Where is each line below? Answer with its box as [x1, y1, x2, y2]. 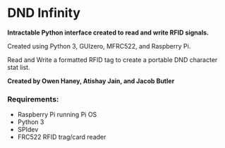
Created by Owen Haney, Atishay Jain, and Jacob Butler [7, 76, 175, 85]
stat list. [7, 63, 30, 71]
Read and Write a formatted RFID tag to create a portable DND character [7, 55, 218, 64]
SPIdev [17, 125, 39, 134]
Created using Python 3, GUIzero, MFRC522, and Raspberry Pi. [7, 42, 191, 50]
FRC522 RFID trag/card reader [17, 132, 107, 142]
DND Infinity [7, 5, 81, 21]
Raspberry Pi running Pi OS [17, 111, 97, 119]
